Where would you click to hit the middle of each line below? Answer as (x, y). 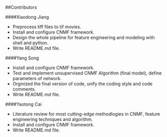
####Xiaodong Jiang (27, 17)
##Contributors (21, 7)
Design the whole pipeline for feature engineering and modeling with (83, 38)
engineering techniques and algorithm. (53, 119)
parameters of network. (37, 78)
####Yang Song (22, 58)
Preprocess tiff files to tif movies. (47, 27)
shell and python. (30, 43)
